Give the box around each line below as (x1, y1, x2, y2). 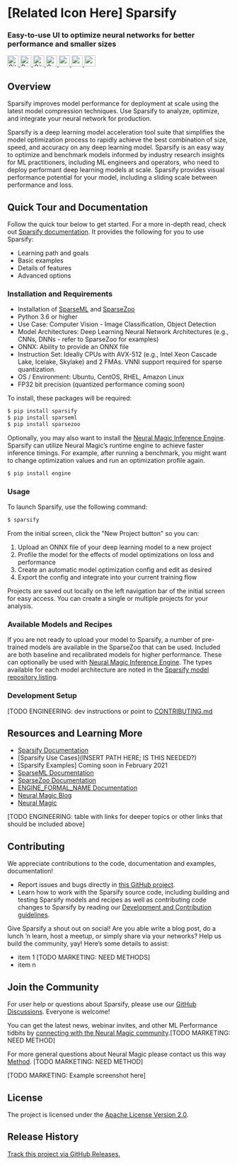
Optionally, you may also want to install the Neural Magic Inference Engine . (7, 434, 226, 442)
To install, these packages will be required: (7, 394, 132, 403)
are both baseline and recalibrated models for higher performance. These (7, 650, 222, 659)
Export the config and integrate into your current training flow (17, 573, 197, 582)
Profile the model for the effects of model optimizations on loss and (17, 551, 214, 559)
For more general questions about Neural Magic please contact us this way (7, 1050, 226, 1059)
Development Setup (7, 691, 77, 701)
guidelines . (17, 911, 50, 919)
